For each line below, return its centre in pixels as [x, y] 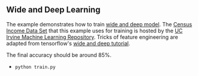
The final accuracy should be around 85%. [59, 55]
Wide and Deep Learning [53, 10]
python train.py [35, 67]
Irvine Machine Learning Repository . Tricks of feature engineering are [92, 37]
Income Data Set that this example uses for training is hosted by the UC [94, 31]
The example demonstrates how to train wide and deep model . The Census [99, 24]
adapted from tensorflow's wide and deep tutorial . [68, 43]
